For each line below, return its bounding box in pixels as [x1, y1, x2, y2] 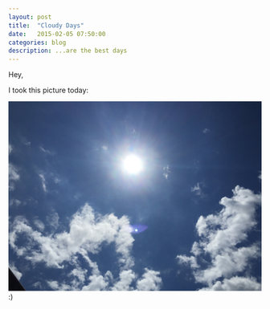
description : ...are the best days [8, 47, 128, 55]
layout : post [8, 13, 52, 21]
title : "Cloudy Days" [8, 21, 84, 30]
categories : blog [8, 39, 67, 47]
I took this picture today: [8, 85, 89, 96]
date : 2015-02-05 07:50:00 [8, 30, 106, 38]
